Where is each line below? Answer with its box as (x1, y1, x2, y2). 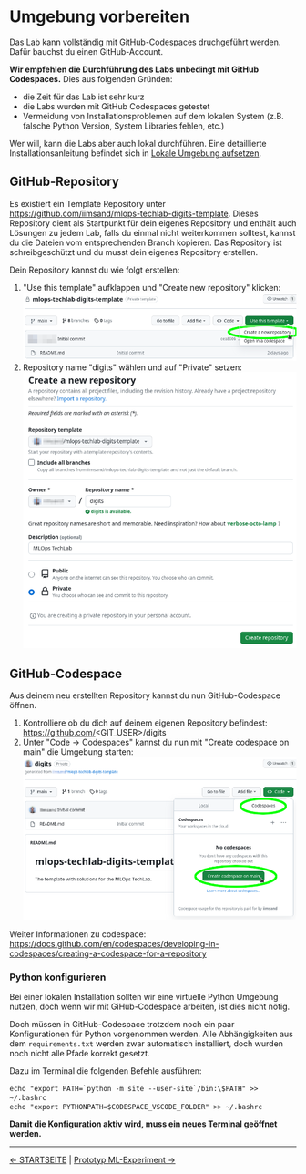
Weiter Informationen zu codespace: (9, 929, 147, 940)
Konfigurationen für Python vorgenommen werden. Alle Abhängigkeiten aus (9, 1028, 293, 1040)
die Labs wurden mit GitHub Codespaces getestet (22, 100, 210, 111)
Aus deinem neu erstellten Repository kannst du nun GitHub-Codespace (9, 690, 280, 701)
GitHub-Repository (9, 174, 120, 190)
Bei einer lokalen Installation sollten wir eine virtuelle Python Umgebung (9, 992, 279, 1003)
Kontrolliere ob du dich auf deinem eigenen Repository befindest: (22, 717, 268, 728)
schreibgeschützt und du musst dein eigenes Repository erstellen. (9, 246, 258, 257)
